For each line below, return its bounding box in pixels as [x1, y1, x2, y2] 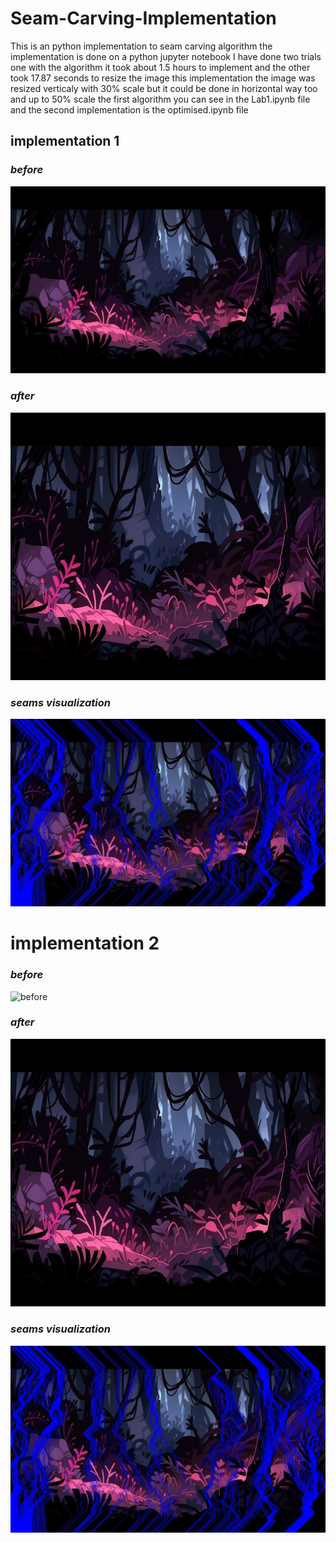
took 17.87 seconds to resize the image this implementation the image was [10, 72, 316, 84]
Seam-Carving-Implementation [10, 7, 277, 30]
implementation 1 [10, 133, 120, 150]
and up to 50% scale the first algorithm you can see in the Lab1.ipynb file [10, 93, 311, 105]
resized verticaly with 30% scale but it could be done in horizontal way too [10, 82, 318, 94]
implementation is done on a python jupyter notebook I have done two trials [10, 50, 322, 62]
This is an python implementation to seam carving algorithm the [10, 40, 273, 52]
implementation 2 [10, 932, 160, 955]
